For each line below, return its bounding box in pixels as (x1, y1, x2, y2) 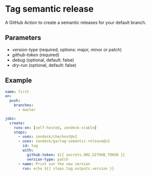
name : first (5, 89, 29, 94)
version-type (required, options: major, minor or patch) (12, 46, 122, 52)
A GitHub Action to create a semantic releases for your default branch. (5, 20, 147, 25)
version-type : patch (26, 157, 69, 162)
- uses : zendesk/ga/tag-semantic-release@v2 (18, 139, 110, 144)
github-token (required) (12, 52, 59, 58)
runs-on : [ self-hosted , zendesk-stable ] (14, 125, 97, 130)
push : (9, 98, 21, 103)
